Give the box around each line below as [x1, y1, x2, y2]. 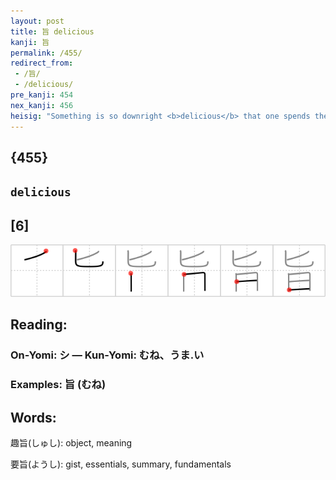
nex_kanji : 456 [10, 100, 74, 110]
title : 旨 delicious [10, 26, 95, 37]
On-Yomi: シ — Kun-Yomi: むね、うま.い [10, 348, 205, 362]
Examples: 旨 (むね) [10, 378, 107, 392]
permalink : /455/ [10, 48, 83, 58]
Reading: [10, 316, 68, 334]
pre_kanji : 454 [10, 90, 74, 100]
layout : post [10, 16, 65, 26]
